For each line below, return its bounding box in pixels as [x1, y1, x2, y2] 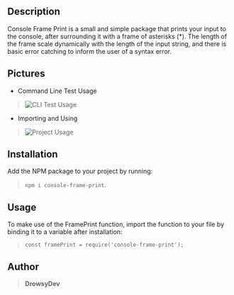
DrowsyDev [24, 279, 60, 288]
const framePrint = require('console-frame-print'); [24, 241, 184, 249]
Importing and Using [17, 113, 78, 123]
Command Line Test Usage [17, 87, 97, 95]
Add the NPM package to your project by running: [7, 167, 153, 176]
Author [7, 260, 39, 272]
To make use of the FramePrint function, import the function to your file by [7, 220, 225, 229]
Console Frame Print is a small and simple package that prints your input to [7, 24, 227, 33]
